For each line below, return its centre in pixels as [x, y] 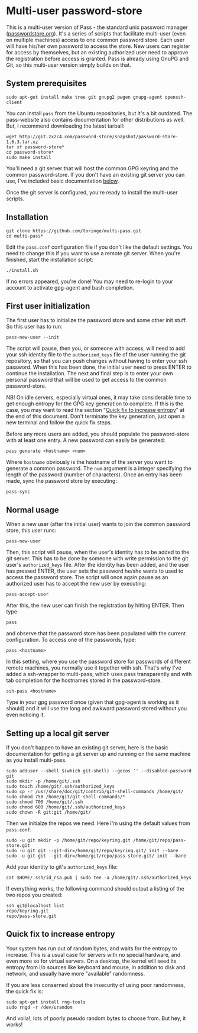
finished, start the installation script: [50, 259]
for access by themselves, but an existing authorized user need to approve [97, 52]
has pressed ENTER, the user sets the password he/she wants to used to [95, 571]
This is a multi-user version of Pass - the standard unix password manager [97, 27]
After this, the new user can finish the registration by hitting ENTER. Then [95, 605]
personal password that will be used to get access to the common [86, 380]
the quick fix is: [25, 991]
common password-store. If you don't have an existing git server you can [95, 174]
